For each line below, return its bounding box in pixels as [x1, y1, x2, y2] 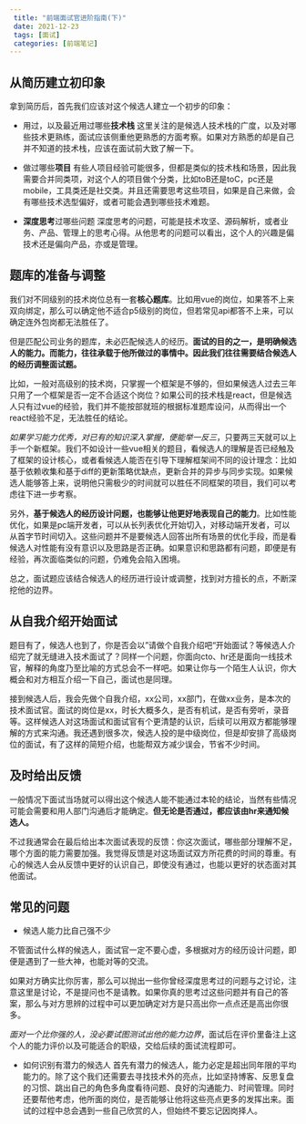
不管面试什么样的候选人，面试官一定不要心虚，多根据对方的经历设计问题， [9, 944, 289, 955]
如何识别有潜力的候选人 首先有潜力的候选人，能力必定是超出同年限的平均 [22, 1059, 297, 1071]
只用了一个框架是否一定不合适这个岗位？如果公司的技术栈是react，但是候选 [9, 389, 292, 400]
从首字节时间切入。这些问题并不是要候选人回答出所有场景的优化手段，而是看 [9, 531, 297, 541]
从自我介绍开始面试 [9, 614, 117, 629]
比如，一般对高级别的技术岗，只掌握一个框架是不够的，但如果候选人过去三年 [9, 377, 297, 388]
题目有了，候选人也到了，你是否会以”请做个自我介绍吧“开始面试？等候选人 [9, 639, 289, 650]
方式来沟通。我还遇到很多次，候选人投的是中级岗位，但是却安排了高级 [25, 727, 289, 738]
